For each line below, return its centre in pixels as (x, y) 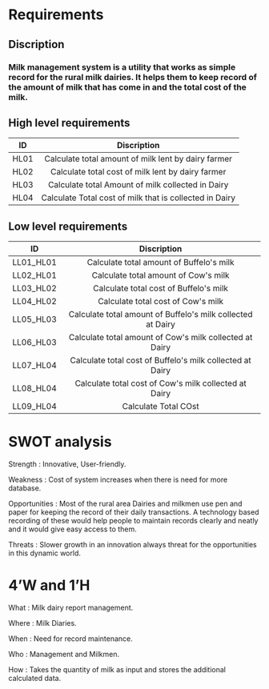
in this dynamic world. (45, 553)
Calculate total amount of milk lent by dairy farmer (139, 159)
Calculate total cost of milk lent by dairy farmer (139, 172)
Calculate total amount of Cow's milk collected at (161, 338)
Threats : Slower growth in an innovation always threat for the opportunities (133, 545)
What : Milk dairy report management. (71, 607)
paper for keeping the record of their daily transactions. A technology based (134, 512)
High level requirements (69, 123)
